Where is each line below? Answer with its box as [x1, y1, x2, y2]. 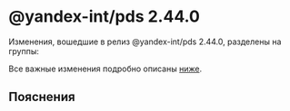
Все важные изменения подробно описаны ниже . [8, 63, 202, 74]
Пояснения [8, 89, 75, 105]
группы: [8, 45, 40, 56]
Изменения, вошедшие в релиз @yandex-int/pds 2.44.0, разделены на [8, 36, 282, 47]
